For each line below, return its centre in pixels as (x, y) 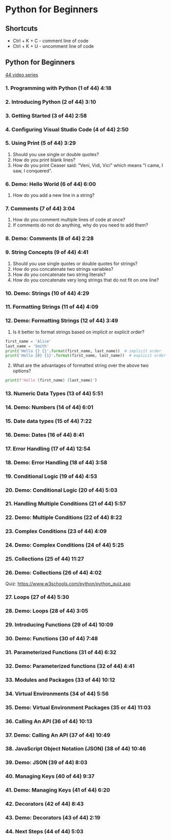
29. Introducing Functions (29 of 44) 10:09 (59, 625)
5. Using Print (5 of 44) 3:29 (41, 143)
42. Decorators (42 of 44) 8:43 (45, 804)
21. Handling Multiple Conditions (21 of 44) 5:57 (66, 503)
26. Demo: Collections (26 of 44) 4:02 (54, 573)
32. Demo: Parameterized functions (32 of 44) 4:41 (70, 666)
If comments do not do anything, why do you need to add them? (80, 225)
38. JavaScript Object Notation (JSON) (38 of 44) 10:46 (76, 749)
